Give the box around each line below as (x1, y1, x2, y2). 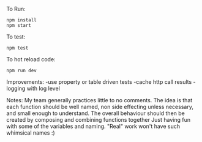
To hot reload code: (6, 56, 56, 63)
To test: (6, 33, 26, 40)
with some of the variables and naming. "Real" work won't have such (6, 122, 181, 130)
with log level (26, 85, 60, 92)
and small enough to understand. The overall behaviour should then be (6, 110, 185, 117)
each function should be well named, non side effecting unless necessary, (6, 103, 194, 110)
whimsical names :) (6, 129, 55, 136)
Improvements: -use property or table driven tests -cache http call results (6, 78, 192, 85)
